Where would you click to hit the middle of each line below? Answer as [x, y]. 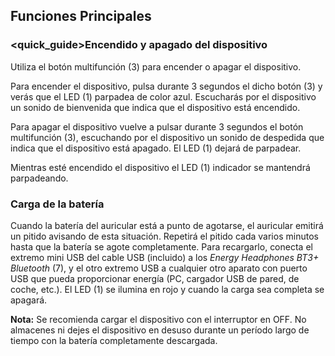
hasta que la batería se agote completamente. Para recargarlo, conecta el [161, 246]
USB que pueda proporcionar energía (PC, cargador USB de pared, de [155, 278]
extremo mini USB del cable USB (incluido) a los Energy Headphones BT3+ [165, 257]
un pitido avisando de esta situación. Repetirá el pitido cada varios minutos [164, 236]
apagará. [29, 300]
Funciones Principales [81, 16]
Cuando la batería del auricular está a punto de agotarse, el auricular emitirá [167, 225]
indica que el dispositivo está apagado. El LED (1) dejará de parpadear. [156, 148]
